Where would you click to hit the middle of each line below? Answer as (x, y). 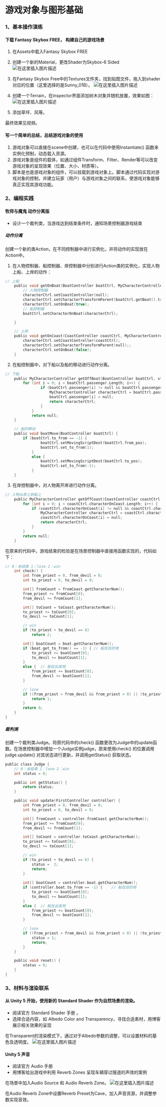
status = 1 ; (44, 938)
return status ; (39, 787)
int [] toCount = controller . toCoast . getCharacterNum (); (82, 837)
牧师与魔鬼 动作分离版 (27, 211)
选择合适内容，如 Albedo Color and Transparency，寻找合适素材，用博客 (86, 1019)
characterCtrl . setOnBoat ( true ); (56, 304)
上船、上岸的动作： (32, 272)
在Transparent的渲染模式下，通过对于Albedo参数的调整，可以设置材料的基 (81, 1036)
